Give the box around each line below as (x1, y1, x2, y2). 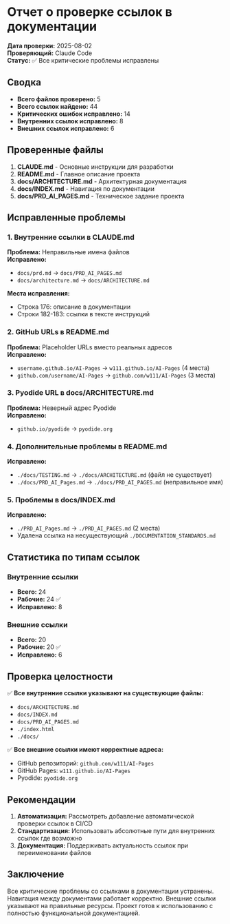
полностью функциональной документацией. (7, 909, 141, 917)
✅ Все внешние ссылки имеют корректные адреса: (7, 746, 163, 754)
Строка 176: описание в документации (16, 302, 131, 311)
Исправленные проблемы (7, 212, 126, 223)
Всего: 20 (16, 635, 47, 644)
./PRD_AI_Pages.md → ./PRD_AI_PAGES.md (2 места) (16, 524, 161, 533)
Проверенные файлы (7, 144, 104, 156)
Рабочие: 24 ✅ (16, 595, 62, 604)
